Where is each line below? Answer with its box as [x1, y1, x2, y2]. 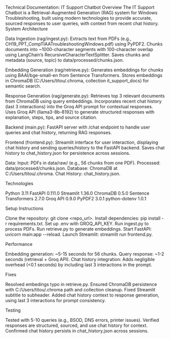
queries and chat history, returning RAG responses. [5, 130, 112, 136]
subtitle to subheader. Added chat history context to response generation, [5, 292, 159, 298]
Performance [5, 241, 33, 247]
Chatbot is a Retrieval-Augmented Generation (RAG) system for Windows [5, 10, 158, 16]
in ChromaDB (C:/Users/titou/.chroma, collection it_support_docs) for [5, 78, 149, 83]
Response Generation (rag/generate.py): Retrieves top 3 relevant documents [5, 93, 165, 99]
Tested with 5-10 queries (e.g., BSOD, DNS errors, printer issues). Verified [5, 317, 159, 323]
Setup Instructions [5, 205, 44, 211]
